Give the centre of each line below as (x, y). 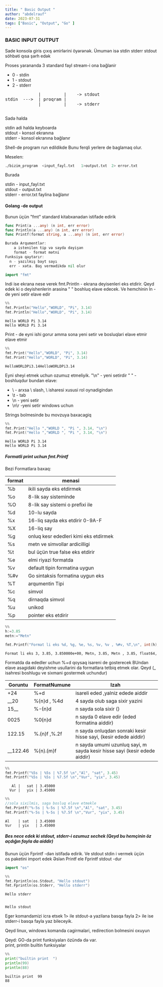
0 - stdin (21, 75)
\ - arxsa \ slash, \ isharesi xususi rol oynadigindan (62, 390)
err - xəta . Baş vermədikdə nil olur (48, 266)
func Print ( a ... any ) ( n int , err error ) (48, 226)
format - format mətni (37, 252)
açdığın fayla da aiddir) (29, 841)
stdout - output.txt (23, 190)
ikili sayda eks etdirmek (55, 489)
